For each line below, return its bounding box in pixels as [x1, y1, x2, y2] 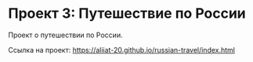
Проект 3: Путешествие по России [8, 5, 247, 22]
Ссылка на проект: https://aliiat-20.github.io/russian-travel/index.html [8, 45, 236, 54]
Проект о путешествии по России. [8, 30, 123, 40]
